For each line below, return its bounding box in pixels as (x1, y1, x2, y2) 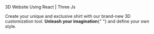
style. (5, 23, 16, 29)
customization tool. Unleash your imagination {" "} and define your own (5, 19, 150, 24)
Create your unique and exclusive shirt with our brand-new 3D (5, 13, 131, 19)
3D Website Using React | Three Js (5, 4, 76, 10)
